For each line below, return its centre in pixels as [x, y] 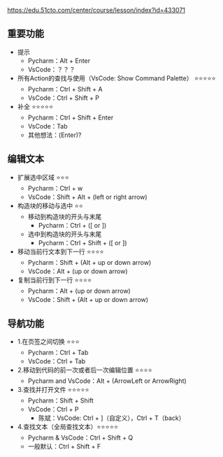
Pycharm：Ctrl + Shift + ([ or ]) [82, 242]
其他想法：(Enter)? [55, 135]
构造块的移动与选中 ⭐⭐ [50, 205]
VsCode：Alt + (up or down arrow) [78, 271]
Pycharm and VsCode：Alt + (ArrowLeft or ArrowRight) [107, 381]
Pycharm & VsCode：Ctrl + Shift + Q [80, 438]
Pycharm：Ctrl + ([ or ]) [72, 225]
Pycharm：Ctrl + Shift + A [65, 89]
